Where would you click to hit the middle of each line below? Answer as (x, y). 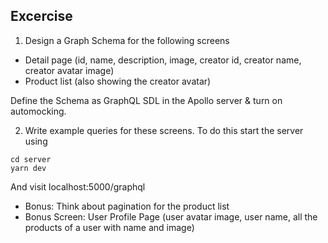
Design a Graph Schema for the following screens (127, 40)
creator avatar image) (69, 70)
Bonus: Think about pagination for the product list (127, 206)
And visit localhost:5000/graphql (78, 186)
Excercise (41, 16)
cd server (31, 159)
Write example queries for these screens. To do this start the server (164, 130)
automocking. (38, 111)
